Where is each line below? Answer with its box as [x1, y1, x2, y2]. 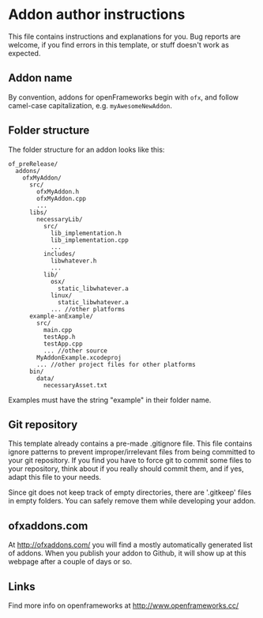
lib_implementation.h [50, 229, 122, 237]
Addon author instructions [8, 6, 186, 24]
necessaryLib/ [36, 215, 83, 223]
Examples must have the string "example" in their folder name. [8, 395, 212, 405]
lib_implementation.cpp [50, 236, 129, 244]
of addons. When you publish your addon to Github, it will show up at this [8, 548, 246, 558]
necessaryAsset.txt [43, 381, 108, 389]
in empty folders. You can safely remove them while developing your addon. [8, 496, 256, 506]
